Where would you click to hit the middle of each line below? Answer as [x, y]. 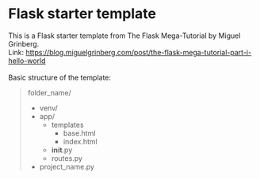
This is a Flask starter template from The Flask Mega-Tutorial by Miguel [124, 35]
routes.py [67, 158]
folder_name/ [49, 92]
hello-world [27, 61]
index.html [80, 141]
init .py [62, 150]
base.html [79, 133]
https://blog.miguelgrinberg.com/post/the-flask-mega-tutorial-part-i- [139, 52]
